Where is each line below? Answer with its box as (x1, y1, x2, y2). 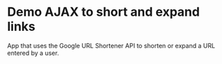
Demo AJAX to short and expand (7, 4, 200, 20)
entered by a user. (7, 49, 59, 57)
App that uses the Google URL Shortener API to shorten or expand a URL (7, 41, 216, 50)
